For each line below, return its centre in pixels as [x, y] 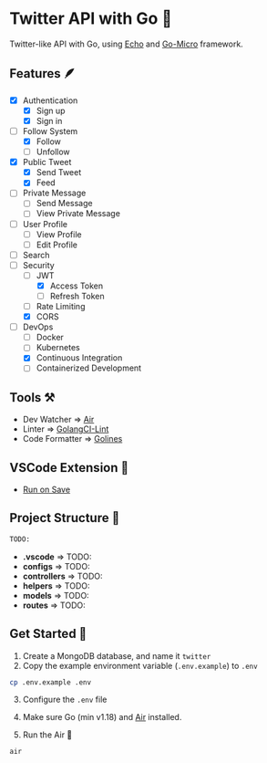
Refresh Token [77, 296]
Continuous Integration [79, 358]
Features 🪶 [42, 73]
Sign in [49, 120]
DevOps [38, 327]
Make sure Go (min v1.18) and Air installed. [102, 717]
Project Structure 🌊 [65, 518]
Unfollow [53, 152]
